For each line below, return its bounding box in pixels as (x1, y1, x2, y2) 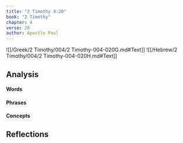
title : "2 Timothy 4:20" (6, 8, 67, 15)
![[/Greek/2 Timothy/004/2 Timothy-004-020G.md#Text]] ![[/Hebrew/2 (6, 46, 178, 53)
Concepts (6, 112, 30, 120)
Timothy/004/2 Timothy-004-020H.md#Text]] (6, 53, 118, 60)
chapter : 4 (6, 19, 33, 25)
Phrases (6, 99, 27, 106)
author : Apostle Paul (6, 30, 59, 36)
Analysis (6, 69, 39, 79)
